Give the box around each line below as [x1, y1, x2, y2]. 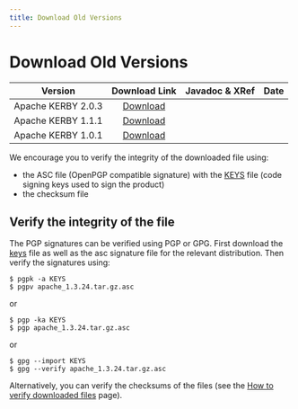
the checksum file [22, 188, 89, 199]
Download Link [111, 84, 177, 97]
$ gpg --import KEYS [9, 357, 87, 366]
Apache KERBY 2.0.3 [13, 100, 103, 112]
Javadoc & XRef [185, 84, 256, 97]
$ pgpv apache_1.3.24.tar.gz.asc [9, 282, 135, 292]
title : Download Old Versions [9, 13, 123, 22]
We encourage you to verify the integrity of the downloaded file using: [9, 152, 269, 163]
